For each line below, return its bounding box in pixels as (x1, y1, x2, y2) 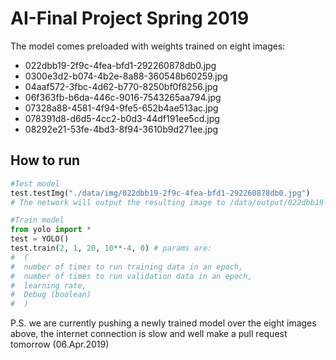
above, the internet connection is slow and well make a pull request (10, 328, 288, 340)
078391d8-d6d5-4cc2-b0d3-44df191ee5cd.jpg (24, 112, 220, 124)
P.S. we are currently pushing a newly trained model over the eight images (10, 317, 317, 329)
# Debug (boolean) (10, 290, 92, 300)
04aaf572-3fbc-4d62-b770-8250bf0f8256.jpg (24, 80, 218, 92)
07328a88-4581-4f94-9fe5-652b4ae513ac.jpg (24, 102, 219, 114)
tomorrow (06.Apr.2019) (10, 338, 110, 351)
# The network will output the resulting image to (10, 197, 226, 207)
